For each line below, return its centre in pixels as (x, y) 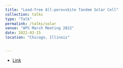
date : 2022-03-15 (23, 33)
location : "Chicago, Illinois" (37, 38)
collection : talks (24, 14)
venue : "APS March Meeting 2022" (40, 28)
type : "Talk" (19, 19)
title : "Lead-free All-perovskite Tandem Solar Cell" (62, 10)
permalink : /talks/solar (31, 24)
